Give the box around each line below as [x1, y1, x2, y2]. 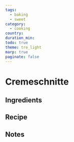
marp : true [5, 49, 28, 54]
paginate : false [5, 54, 39, 59]
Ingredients [5, 96, 42, 104]
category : [5, 21, 26, 27]
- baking [10, 12, 28, 17]
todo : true [5, 40, 28, 45]
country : [5, 31, 24, 36]
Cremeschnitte [5, 76, 69, 87]
